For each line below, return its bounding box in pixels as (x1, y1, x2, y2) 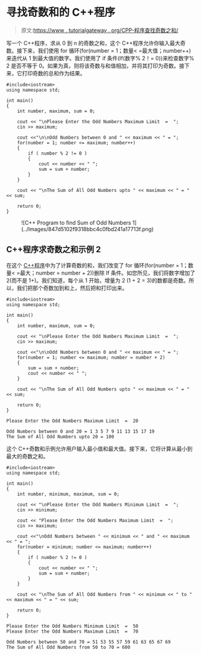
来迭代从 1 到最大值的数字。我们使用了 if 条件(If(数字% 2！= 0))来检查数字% (6, 54, 194, 62)
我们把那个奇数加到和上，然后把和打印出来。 (16, 284, 128, 292)
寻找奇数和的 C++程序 (6, 5, 116, 19)
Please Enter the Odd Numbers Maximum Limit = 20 (6, 418, 138, 424)
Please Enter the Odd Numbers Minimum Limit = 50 (6, 623, 138, 629)
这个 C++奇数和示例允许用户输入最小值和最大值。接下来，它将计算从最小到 (6, 445, 193, 452)
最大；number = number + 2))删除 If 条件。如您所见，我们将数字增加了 (20, 269, 196, 276)
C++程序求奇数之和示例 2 (6, 244, 101, 255)
